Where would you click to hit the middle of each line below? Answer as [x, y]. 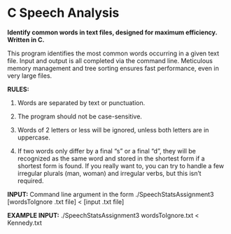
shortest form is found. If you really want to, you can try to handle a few [121, 165]
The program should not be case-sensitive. [79, 116]
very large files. [30, 76]
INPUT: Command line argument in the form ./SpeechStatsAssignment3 [111, 194]
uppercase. [34, 137]
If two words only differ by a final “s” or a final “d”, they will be [106, 151]
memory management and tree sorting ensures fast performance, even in [113, 68]
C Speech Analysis [63, 13]
